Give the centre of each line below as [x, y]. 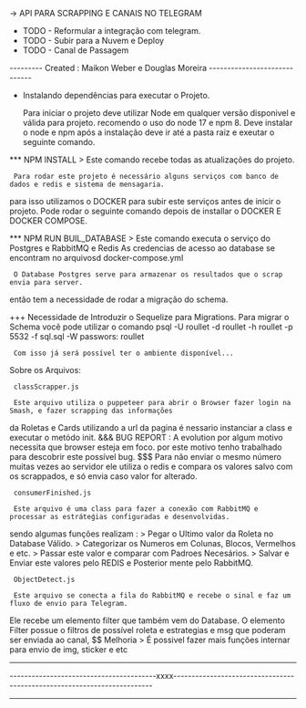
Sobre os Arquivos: [46, 370]
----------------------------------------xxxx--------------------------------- [152, 676]
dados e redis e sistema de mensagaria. [87, 184]
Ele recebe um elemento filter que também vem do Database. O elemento [147, 620]
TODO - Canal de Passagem [76, 50]
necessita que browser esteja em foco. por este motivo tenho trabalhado [146, 447]
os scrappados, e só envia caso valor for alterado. [103, 476]
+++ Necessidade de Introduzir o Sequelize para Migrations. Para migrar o [149, 317]
